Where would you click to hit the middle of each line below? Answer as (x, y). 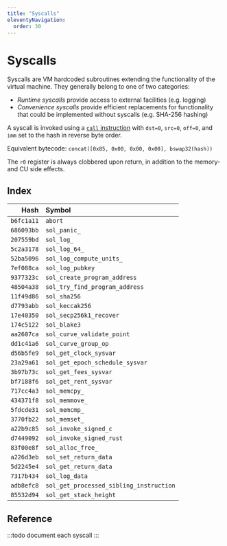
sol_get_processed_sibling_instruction (111, 486)
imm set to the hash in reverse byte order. (64, 135)
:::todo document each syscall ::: (53, 535)
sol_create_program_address (91, 278)
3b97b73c (25, 372)
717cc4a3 (25, 391)
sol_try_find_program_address (95, 287)
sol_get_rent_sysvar (79, 382)
